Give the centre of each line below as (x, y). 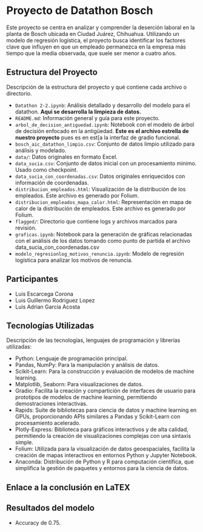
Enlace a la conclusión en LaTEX (68, 487)
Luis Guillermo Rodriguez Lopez (55, 300)
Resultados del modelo (51, 508)
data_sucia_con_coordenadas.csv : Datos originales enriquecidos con (100, 176)
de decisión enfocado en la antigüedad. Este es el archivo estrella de (102, 131)
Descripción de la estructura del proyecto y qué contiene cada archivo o (96, 87)
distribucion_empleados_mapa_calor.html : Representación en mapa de (103, 202)
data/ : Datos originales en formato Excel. (66, 157)
